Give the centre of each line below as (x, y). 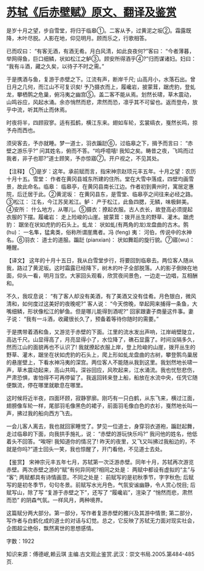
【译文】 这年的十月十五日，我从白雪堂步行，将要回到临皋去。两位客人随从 (100, 260)
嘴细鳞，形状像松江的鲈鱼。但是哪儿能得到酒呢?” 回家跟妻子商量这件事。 (97, 311)
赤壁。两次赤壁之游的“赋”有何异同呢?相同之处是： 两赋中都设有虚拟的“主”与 (101, 469)
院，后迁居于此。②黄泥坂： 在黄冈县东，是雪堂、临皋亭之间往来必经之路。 (101, 194)
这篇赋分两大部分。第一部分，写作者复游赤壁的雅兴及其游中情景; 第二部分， (101, 513)
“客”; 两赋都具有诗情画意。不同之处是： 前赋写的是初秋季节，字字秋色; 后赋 (100, 477)
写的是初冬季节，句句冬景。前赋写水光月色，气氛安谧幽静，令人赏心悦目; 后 (101, 485)
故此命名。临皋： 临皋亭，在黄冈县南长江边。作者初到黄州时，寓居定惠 (105, 186)
